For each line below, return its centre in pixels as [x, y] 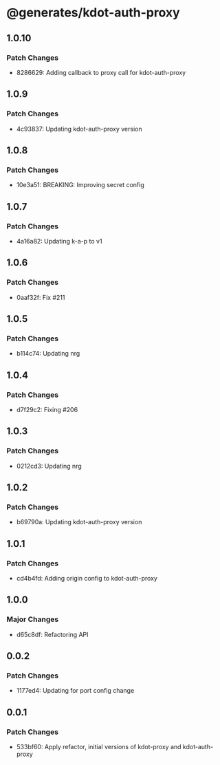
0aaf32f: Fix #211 [41, 297]
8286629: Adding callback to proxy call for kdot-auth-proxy [101, 72]
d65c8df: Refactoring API [52, 634]
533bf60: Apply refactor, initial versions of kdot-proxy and [99, 747]
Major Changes [33, 619]
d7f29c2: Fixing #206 [47, 410]
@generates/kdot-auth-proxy [93, 13]
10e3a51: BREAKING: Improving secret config [80, 185]
